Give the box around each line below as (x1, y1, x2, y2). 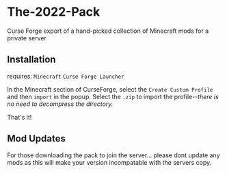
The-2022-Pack (7, 4, 101, 20)
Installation (7, 54, 56, 66)
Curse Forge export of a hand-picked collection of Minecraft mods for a (7, 27, 209, 35)
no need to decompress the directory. (7, 100, 113, 108)
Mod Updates (7, 133, 66, 144)
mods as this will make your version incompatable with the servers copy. (7, 158, 212, 166)
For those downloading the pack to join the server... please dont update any (7, 151, 220, 159)
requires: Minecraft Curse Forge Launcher (7, 72, 124, 80)
